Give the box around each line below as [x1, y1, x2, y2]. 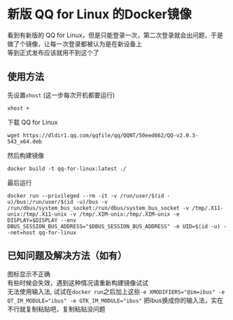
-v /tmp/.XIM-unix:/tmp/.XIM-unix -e [69, 211, 180, 218]
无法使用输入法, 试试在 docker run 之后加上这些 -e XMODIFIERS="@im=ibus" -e [7, 287, 225, 295]
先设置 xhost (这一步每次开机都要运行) [7, 90, 115, 99]
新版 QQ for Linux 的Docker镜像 [7, 6, 192, 22]
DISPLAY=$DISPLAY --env [7, 216, 77, 224]
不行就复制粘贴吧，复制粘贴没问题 [7, 305, 106, 313]
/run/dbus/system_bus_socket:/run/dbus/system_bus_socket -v [7, 204, 190, 211]
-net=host [7, 229, 36, 236]
